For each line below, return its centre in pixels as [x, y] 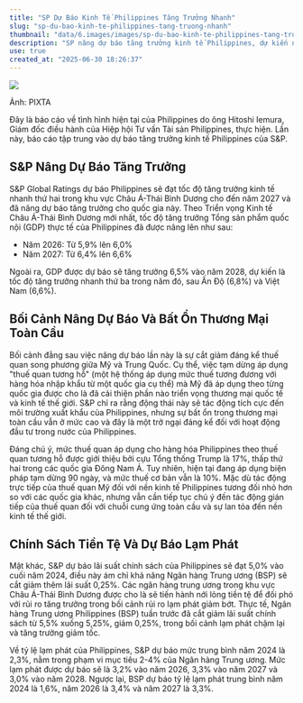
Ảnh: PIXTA [30, 102]
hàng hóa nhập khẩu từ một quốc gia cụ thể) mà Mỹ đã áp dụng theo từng [147, 383]
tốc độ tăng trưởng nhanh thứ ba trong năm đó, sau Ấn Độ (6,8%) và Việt [144, 281]
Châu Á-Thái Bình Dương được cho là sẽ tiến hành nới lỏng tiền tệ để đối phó [151, 595]
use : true [28, 51]
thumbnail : [30, 34]
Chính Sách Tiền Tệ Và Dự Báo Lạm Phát [124, 545]
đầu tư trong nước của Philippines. [73, 431]
